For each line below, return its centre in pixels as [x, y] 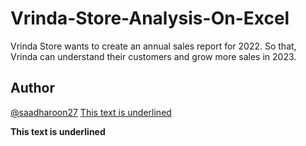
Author [32, 88]
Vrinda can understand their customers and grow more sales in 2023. [153, 56]
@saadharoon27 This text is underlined [91, 112]
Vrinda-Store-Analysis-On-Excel [150, 18]
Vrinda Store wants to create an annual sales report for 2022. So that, [153, 46]
